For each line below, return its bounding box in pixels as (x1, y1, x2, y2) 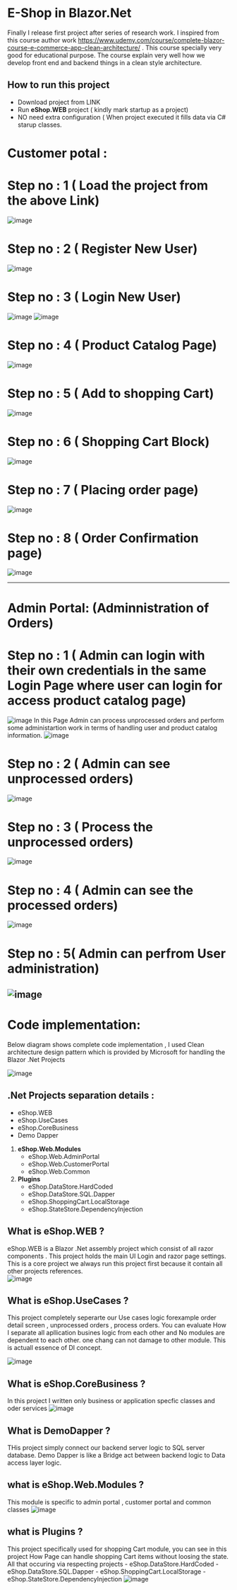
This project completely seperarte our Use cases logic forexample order (7, 1313, 217, 1322)
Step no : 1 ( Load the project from (7, 178, 209, 194)
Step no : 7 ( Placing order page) (7, 481, 199, 498)
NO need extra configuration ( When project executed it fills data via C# (17, 113, 226, 121)
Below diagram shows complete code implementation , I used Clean (7, 1040, 205, 1048)
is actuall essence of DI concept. (7, 1344, 102, 1352)
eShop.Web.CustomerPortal (28, 1160, 109, 1168)
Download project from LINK (17, 98, 101, 106)
